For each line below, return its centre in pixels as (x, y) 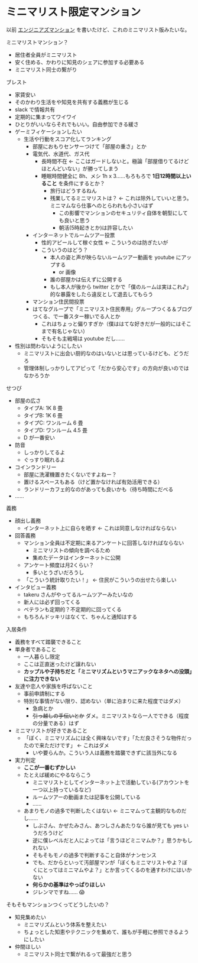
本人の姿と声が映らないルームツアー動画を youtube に (116, 257)
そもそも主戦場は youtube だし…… (83, 338)
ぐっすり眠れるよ (44, 459)
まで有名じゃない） (65, 331)
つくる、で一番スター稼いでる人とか (76, 316)
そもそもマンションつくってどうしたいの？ (58, 904)
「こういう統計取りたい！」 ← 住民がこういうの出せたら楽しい (100, 579)
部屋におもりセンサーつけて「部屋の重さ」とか (89, 146)
